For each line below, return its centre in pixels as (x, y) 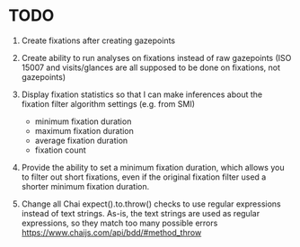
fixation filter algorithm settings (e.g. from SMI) (108, 103)
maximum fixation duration (84, 130)
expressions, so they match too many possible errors (119, 223)
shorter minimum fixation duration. (85, 186)
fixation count (60, 150)
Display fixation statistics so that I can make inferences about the (141, 94)
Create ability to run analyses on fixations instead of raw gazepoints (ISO (156, 57)
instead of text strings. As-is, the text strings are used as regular (141, 213)
